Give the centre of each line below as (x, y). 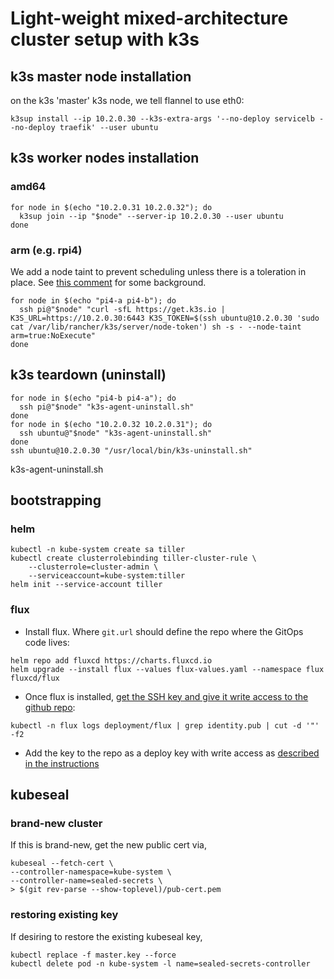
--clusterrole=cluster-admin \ (93, 567)
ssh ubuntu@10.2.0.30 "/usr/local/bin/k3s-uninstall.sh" (131, 450)
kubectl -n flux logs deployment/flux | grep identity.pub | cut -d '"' (165, 725)
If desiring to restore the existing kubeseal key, (106, 936)
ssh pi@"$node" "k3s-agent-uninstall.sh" (107, 407)
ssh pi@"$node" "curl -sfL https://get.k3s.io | (122, 309)
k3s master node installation (101, 76)
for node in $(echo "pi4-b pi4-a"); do (93, 398)
